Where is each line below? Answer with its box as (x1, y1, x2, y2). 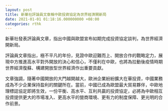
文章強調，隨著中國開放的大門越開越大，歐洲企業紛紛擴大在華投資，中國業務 (5, 75, 163, 81)
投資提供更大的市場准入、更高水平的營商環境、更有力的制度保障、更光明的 (5, 94, 158, 100)
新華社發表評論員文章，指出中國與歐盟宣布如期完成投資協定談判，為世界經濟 (5, 35, 163, 41)
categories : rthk (5, 21, 41, 26)
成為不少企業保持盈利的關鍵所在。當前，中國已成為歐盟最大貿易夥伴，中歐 (5, 82, 158, 88)
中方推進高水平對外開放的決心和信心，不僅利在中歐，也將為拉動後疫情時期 (9, 58, 163, 65)
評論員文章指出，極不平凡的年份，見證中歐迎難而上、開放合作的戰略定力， (5, 52, 158, 58)
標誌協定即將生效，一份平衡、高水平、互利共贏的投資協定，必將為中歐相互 (9, 88, 163, 94)
